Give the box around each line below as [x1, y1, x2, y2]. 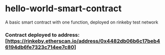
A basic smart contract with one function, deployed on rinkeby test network [5, 19, 159, 25]
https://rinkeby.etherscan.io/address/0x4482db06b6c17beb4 [7, 37, 160, 44]
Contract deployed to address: [5, 31, 80, 38]
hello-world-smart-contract [5, 3, 122, 14]
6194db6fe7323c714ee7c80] [5, 44, 76, 51]
